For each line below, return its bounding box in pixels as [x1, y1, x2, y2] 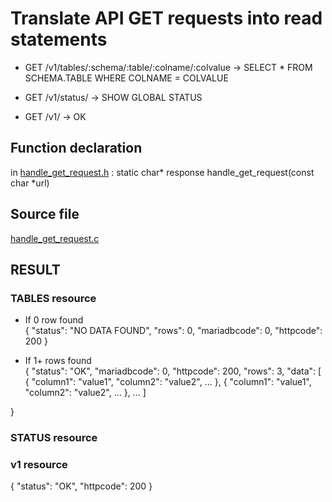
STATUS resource [10, 431, 98, 445]
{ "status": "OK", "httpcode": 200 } [10, 480, 153, 492]
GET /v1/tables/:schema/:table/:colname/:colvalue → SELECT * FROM [24, 61, 313, 73]
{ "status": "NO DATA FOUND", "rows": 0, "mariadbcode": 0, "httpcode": [24, 325, 323, 337]
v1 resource [10, 458, 68, 472]
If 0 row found [24, 314, 84, 326]
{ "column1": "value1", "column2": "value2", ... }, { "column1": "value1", [24, 376, 312, 388]
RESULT [10, 261, 61, 278]
